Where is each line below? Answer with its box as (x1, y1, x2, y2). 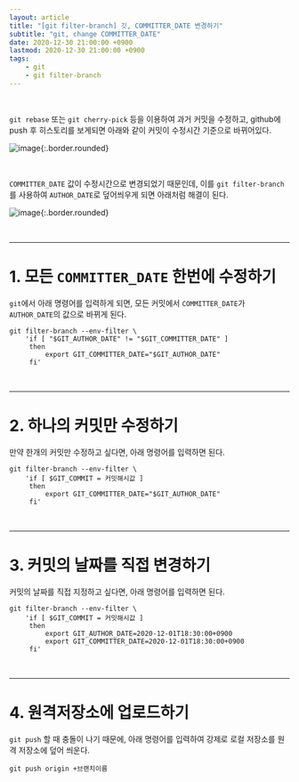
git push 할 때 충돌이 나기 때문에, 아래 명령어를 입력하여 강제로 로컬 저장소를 (9, 733, 276, 744)
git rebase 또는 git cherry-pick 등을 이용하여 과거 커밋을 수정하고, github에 (9, 113, 282, 125)
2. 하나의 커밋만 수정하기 (9, 415, 179, 436)
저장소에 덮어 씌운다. (18, 745, 91, 755)
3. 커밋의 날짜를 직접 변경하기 (9, 555, 211, 575)
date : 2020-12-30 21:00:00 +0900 (9, 37, 133, 47)
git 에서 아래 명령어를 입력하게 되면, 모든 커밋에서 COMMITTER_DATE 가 (9, 297, 246, 308)
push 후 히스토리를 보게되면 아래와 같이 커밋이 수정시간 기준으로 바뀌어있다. (9, 125, 272, 135)
